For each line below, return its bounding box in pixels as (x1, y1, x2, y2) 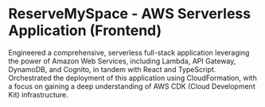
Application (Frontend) (8, 21, 162, 40)
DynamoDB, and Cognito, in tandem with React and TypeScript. (8, 64, 216, 74)
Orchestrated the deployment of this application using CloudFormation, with (8, 73, 257, 82)
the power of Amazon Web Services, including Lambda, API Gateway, (8, 56, 236, 66)
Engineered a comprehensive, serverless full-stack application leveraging (8, 48, 250, 57)
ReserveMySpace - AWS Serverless (8, 5, 251, 23)
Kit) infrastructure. (8, 90, 69, 99)
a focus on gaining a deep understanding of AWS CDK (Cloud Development (8, 81, 256, 91)
